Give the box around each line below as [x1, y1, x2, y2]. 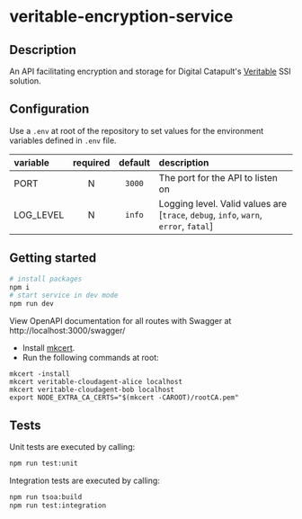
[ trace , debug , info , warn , [158, 209, 262, 221]
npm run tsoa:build [9, 492, 83, 501]
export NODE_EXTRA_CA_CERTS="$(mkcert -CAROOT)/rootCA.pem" [9, 393, 240, 402]
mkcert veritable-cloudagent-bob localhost [9, 385, 175, 395]
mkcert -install [9, 370, 70, 379]
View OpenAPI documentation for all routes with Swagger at [9, 316, 232, 327]
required [72, 156, 111, 168]
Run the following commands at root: [22, 353, 159, 363]
